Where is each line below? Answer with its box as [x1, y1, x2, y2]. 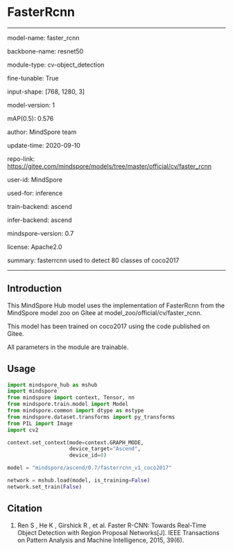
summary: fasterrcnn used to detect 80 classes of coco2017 [7, 256, 180, 264]
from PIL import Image [7, 420, 73, 427]
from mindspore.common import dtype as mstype [7, 407, 144, 414]
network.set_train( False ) [7, 483, 82, 490]
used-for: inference [7, 189, 63, 197]
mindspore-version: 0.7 [7, 229, 74, 237]
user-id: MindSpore [7, 175, 62, 184]
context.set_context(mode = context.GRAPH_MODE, [7, 439, 144, 446]
